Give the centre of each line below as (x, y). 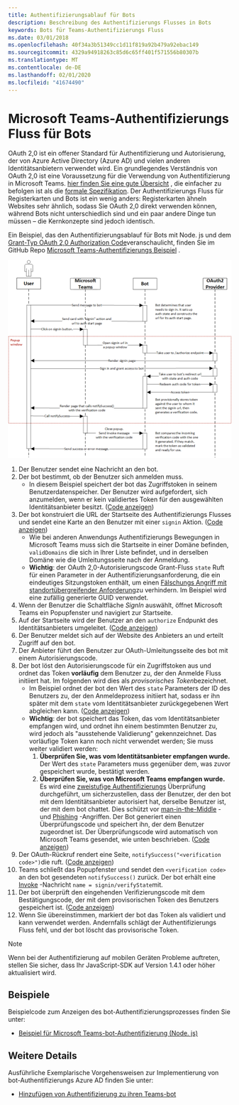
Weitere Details (43, 1056)
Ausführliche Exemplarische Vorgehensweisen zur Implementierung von (113, 1073)
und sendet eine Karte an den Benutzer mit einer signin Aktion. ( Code (121, 522)
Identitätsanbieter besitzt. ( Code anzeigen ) (91, 507)
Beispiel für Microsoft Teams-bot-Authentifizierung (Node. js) (108, 1033)
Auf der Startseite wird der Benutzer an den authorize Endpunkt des (118, 620)
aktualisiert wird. (32, 972)
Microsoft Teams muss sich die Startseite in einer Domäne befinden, (129, 545)
